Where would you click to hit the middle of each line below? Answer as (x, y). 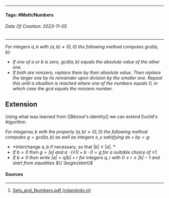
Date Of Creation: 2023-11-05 (36, 26)
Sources (14, 174)
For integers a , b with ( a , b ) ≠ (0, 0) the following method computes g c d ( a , (82, 46)
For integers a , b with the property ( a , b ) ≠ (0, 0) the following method (76, 131)
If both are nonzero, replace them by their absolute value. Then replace (87, 72)
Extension (21, 105)
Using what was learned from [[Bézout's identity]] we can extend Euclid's (81, 116)
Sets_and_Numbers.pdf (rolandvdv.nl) (52, 190)
